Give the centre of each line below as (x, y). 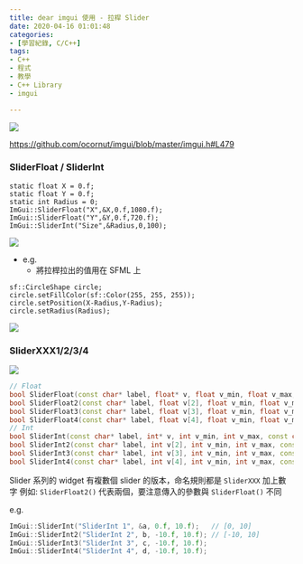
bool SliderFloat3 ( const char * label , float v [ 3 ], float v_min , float (145, 411)
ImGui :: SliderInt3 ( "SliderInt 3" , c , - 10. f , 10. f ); (108, 543)
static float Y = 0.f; (52, 194)
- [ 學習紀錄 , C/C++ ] (45, 43)
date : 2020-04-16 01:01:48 (60, 26)
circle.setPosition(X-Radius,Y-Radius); (87, 303)
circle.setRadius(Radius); (60, 311)
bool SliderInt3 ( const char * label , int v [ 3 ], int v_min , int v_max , (143, 454)
